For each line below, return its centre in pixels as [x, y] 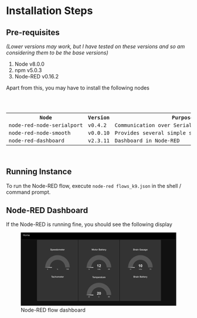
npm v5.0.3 [28, 70]
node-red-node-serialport [46, 125]
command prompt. [28, 192]
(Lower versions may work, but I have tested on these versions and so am [96, 46]
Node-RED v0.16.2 [37, 76]
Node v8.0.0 [30, 64]
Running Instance [39, 172]
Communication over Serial [153, 125]
